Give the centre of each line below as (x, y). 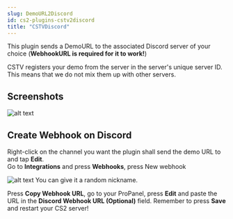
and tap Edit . (25, 159)
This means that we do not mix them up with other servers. (91, 74)
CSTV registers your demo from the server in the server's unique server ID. (115, 67)
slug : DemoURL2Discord (40, 14)
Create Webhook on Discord (70, 135)
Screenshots (35, 96)
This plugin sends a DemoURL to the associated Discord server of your (109, 47)
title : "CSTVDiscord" (39, 26)
